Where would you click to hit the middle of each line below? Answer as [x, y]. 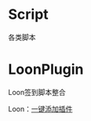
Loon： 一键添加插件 [40, 108]
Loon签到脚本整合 [37, 92]
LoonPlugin [46, 70]
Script [28, 15]
